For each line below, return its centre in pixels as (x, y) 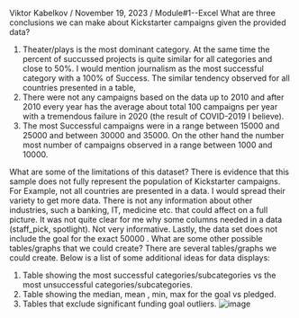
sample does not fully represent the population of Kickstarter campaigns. (145, 181)
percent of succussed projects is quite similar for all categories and (147, 59)
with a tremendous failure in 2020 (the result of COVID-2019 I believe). (153, 116)
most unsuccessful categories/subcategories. (108, 285)
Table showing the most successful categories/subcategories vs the (149, 275)
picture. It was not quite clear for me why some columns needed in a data (146, 220)
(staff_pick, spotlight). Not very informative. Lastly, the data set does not (144, 229)
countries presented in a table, (79, 88)
